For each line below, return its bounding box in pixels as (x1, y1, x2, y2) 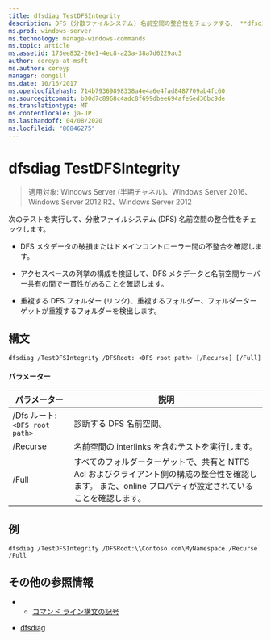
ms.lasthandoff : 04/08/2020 (8, 117, 103, 125)
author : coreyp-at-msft (8, 57, 89, 65)
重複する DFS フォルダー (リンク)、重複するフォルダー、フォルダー (19, 295, 244, 305)
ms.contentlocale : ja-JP (8, 110, 92, 118)
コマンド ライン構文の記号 (31, 607, 119, 617)
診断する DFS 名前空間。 (73, 417, 167, 429)
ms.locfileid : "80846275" (8, 124, 95, 132)
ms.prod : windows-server (8, 27, 92, 35)
